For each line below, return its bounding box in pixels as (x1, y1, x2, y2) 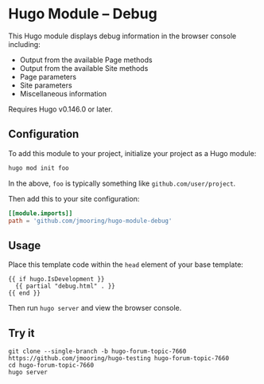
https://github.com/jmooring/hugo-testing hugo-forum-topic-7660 (8, 355, 229, 362)
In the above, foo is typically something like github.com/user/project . (8, 178, 236, 188)
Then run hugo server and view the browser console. (8, 304, 182, 313)
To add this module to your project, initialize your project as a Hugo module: (8, 148, 257, 158)
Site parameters (19, 80, 73, 90)
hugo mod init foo (8, 164, 69, 172)
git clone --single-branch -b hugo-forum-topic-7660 (8, 347, 187, 355)
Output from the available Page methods (19, 55, 153, 65)
